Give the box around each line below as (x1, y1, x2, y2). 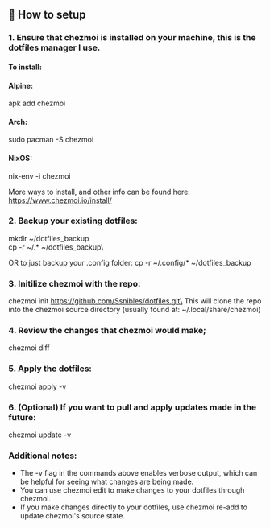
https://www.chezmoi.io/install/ (8, 195, 113, 205)
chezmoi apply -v (8, 382, 67, 391)
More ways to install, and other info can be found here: (8, 187, 191, 196)
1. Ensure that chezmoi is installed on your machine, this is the (8, 32, 256, 43)
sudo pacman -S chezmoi (8, 134, 94, 145)
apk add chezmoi (8, 98, 66, 109)
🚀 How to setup (8, 8, 86, 22)
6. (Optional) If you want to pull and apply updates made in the (8, 402, 257, 413)
